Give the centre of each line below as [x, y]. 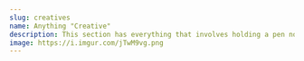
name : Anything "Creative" [60, 26]
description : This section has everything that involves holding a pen [147, 34]
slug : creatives [40, 17]
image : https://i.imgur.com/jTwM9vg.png [87, 43]
